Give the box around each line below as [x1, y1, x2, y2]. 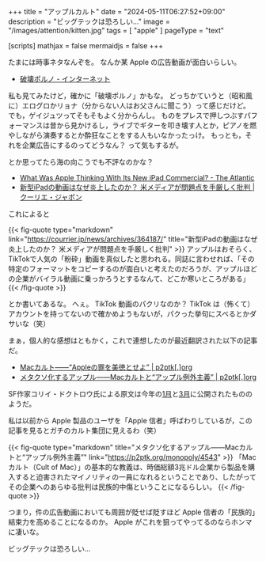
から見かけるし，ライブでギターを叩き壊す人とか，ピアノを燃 [56, 121, 257, 130]
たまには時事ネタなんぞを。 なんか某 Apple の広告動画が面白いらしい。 [8, 58, 241, 66]
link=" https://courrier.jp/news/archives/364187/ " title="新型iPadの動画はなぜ [8, 234, 258, 244]
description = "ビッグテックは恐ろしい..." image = [8, 17, 170, 26]
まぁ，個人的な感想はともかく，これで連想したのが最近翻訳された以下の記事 [8, 335, 258, 345]
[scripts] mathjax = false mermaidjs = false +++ [8, 41, 164, 50]
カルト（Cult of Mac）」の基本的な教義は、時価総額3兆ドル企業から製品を [8, 462, 249, 472]
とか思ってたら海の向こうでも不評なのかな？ [8, 157, 154, 166]
